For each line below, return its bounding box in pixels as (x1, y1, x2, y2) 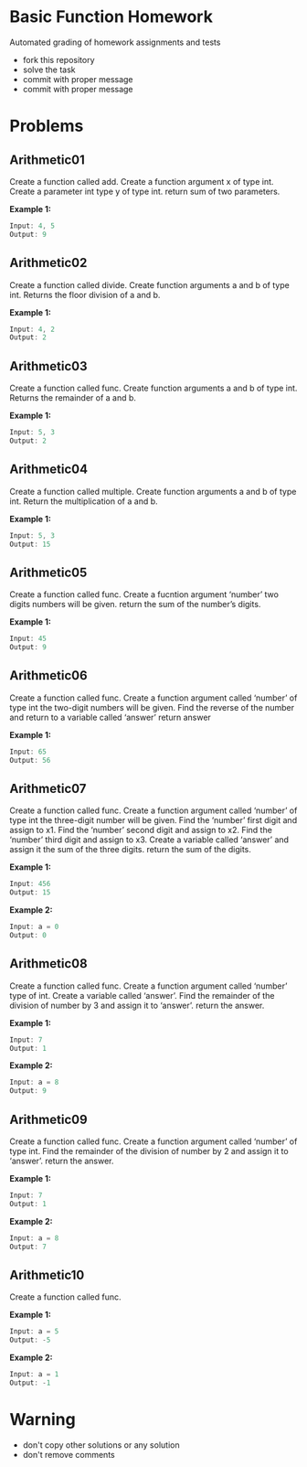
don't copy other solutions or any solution (22, 1439, 180, 1451)
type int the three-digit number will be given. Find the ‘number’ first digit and (9, 815, 298, 826)
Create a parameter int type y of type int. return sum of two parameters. (9, 186, 281, 197)
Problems (9, 116, 84, 136)
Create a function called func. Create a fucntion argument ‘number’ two (9, 589, 279, 600)
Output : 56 (9, 755, 51, 765)
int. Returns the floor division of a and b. (9, 289, 161, 300)
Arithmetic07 (9, 780, 87, 797)
